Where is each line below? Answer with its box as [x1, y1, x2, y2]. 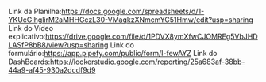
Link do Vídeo [8, 24, 54, 32]
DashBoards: [8, 57, 51, 66]
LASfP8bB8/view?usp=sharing [8, 40, 109, 50]
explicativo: [8, 32, 46, 41]
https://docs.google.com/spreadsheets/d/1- [61, 7, 205, 16]
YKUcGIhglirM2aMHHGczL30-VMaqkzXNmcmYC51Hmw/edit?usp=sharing [8, 15, 253, 24]
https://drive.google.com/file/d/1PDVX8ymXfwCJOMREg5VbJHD [44, 32, 258, 41]
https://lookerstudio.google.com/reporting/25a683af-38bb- [50, 57, 245, 66]
